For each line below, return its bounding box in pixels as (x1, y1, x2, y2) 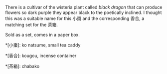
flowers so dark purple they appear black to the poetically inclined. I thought (5, 9, 162, 15)
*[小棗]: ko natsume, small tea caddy (5, 42, 81, 48)
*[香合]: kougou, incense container (5, 52, 77, 58)
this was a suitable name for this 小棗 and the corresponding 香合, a (5, 15, 145, 21)
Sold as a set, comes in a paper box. (5, 32, 80, 37)
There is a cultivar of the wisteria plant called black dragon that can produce (5, 4, 163, 10)
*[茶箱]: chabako (5, 63, 40, 69)
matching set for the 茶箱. (5, 22, 58, 27)
